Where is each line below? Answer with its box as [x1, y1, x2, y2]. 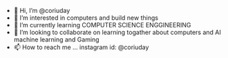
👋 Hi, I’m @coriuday [13, 7, 70, 14]
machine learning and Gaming [13, 35, 99, 44]
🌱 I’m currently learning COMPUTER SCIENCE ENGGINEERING [13, 21, 191, 29]
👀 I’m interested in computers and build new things [13, 14, 159, 22]
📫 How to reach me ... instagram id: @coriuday [13, 43, 149, 51]
